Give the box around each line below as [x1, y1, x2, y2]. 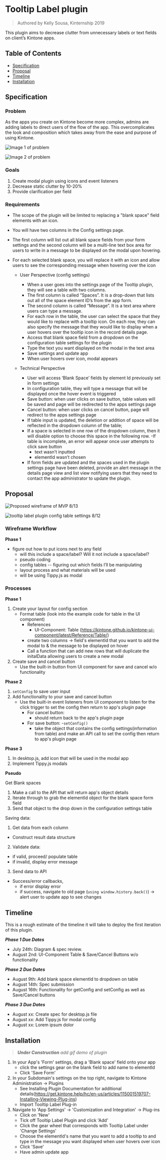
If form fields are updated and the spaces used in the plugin [27, 459, 150, 466]
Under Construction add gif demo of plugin [17, 1050, 108, 1055]
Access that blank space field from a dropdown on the [27, 334, 138, 340]
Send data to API [12, 868, 47, 874]
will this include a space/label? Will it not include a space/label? [19, 551, 150, 557]
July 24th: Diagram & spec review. [12, 947, 83, 952]
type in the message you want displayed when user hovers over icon [19, 1139, 160, 1145]
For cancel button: [27, 710, 65, 716]
